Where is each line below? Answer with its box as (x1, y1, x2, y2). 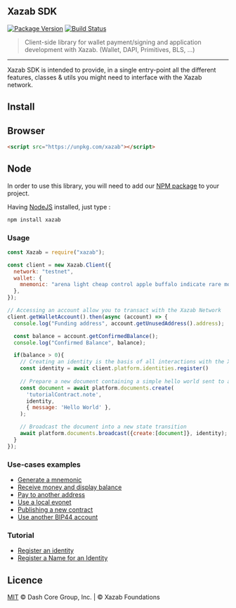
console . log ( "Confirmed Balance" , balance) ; (13, 339, 146, 347)
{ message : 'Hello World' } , (25, 404, 112, 411)
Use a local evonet (17, 498, 72, 506)
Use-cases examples (7, 460, 81, 470)
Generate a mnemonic (17, 475, 82, 484)
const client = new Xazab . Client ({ (7, 261, 112, 269)
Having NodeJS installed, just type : (7, 202, 111, 211)
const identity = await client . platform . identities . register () (20, 365, 209, 372)
